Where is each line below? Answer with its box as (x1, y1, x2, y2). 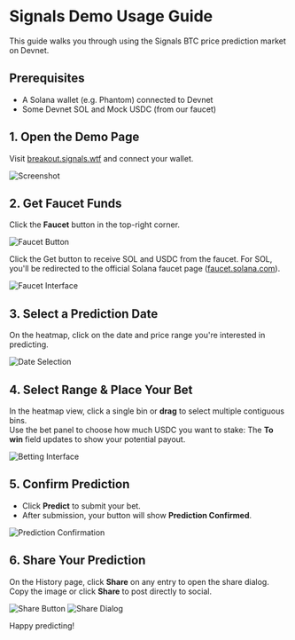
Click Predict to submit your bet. (21, 500, 142, 511)
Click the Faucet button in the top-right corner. (9, 219, 180, 230)
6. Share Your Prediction (9, 553, 146, 568)
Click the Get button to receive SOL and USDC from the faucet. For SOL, (9, 254, 273, 265)
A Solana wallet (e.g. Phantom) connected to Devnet (21, 94, 213, 105)
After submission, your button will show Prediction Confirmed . (21, 510, 252, 520)
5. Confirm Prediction (9, 477, 130, 492)
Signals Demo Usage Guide (9, 6, 213, 27)
